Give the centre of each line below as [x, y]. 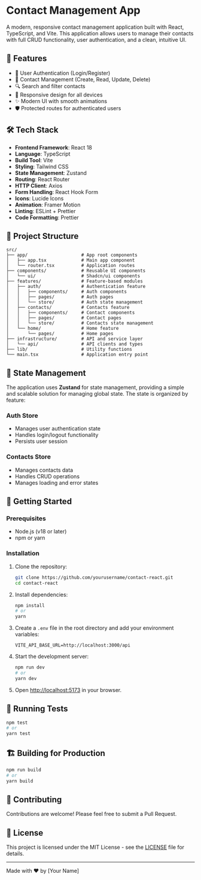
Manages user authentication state [58, 429]
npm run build [24, 770]
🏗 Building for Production [56, 753]
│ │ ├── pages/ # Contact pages [64, 318]
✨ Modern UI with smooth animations [61, 101]
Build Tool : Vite [34, 160]
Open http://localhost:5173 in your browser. [68, 690]
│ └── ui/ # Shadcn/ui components [73, 276]
